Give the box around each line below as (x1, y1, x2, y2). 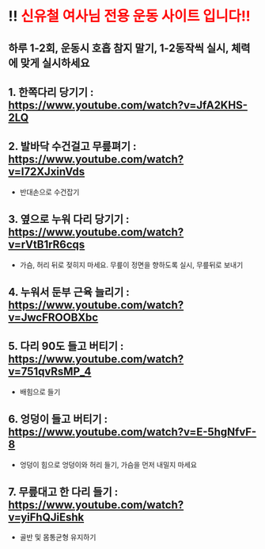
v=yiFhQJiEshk (8, 511, 85, 524)
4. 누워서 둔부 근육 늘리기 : (8, 285, 130, 298)
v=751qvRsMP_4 (8, 365, 92, 378)
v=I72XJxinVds (8, 165, 85, 179)
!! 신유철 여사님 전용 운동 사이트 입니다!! (8, 7, 251, 25)
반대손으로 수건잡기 (19, 187, 80, 197)
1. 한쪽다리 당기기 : (8, 85, 94, 99)
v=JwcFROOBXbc (8, 310, 99, 324)
